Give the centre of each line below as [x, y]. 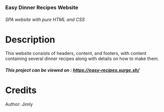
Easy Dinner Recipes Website [42, 7]
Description [30, 39]
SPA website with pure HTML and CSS [45, 19]
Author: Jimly [19, 104]
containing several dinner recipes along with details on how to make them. [82, 58]
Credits [21, 90]
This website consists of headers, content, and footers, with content [76, 53]
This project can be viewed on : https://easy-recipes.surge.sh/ [72, 70]
